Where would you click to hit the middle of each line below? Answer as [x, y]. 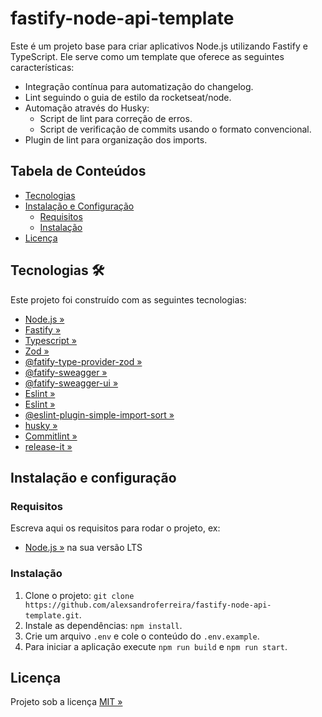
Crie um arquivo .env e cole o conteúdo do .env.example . [142, 636]
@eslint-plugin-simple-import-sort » [99, 414]
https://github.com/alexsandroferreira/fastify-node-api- [148, 605]
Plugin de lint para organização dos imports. [116, 139]
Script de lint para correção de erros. [116, 118]
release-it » [48, 446]
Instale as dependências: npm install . [103, 625]
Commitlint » [51, 436]
